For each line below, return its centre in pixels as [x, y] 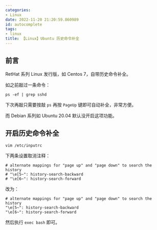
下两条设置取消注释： [28, 155]
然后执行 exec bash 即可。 [33, 222]
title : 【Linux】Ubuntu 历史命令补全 [42, 39]
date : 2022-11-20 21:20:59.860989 [42, 19]
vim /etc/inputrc [24, 145]
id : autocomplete [24, 24]
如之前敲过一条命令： [28, 85]
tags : [11, 29]
